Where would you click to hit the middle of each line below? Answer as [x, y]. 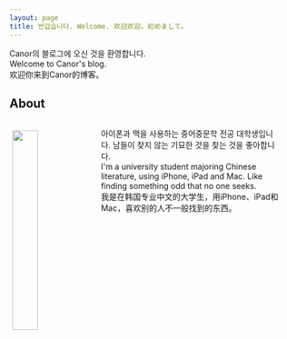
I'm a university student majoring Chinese [179, 166]
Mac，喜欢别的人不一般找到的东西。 [169, 208]
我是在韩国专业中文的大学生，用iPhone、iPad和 [190, 196]
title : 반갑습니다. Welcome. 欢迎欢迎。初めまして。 [99, 26]
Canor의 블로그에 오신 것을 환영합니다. [78, 53]
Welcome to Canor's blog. [58, 64]
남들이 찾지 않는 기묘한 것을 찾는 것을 [178, 145]
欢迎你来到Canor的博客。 [57, 75]
